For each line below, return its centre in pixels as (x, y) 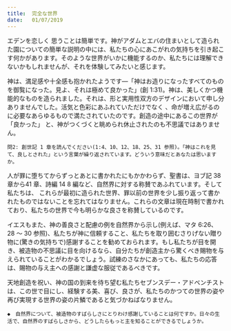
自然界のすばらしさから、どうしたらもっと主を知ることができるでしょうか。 (114, 321)
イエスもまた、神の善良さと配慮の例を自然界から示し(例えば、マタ (102, 224)
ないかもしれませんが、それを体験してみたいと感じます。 (88, 66)
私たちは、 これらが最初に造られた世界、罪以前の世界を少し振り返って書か (114, 192)
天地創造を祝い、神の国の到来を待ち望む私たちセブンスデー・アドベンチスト (116, 282)
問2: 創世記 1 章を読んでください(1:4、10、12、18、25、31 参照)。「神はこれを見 (111, 147)
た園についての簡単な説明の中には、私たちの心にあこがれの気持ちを (104, 49)
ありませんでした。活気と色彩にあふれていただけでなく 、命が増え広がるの (113, 107)
